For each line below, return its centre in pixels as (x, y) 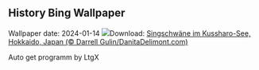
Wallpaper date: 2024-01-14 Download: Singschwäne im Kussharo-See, (129, 33)
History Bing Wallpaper (67, 13)
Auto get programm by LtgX (54, 57)
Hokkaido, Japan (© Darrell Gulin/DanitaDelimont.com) (98, 41)
